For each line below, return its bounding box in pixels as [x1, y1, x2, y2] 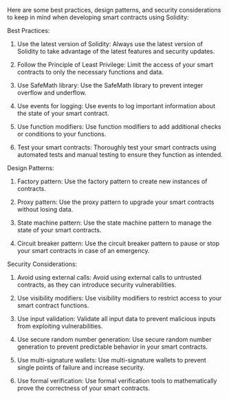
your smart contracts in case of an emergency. [17, 247, 150, 254]
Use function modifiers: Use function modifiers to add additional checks [17, 123, 221, 130]
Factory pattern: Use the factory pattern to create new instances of [17, 177, 208, 185]
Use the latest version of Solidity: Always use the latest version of [17, 40, 204, 48]
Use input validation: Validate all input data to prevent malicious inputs [17, 315, 216, 323]
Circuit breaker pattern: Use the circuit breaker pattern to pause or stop [17, 239, 220, 247]
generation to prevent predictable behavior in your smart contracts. [17, 342, 208, 351]
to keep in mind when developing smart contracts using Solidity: [7, 13, 189, 21]
